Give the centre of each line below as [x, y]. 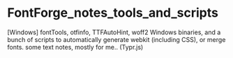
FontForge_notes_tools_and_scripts [113, 13]
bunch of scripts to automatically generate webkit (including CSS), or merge [116, 39]
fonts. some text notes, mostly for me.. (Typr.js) [75, 47]
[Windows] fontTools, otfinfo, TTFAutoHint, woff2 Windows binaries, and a [114, 32]
